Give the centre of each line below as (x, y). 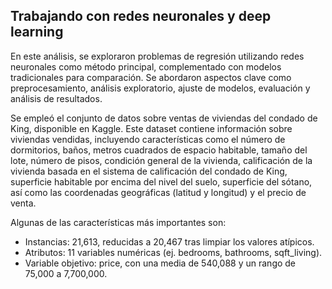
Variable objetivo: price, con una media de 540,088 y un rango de (160, 263)
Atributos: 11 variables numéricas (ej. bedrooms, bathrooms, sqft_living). (173, 252)
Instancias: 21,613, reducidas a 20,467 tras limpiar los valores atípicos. (169, 241)
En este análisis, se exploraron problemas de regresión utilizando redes (157, 56)
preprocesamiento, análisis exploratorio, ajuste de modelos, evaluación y (160, 88)
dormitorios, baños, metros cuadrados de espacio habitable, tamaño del (159, 150)
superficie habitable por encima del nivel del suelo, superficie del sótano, (161, 181)
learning (37, 32)
